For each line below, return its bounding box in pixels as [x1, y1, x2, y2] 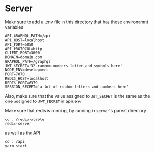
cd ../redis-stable [5, 117, 45, 122]
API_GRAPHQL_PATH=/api [5, 34, 51, 38]
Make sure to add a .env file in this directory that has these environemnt [5, 19, 149, 25]
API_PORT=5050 [5, 42, 34, 47]
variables [5, 24, 23, 30]
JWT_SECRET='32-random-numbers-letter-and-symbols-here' [5, 63, 123, 68]
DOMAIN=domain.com [5, 54, 42, 60]
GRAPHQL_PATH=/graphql [5, 59, 51, 64]
